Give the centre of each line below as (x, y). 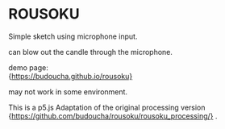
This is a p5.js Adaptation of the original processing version (107, 107)
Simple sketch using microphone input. (73, 36)
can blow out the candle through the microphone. (91, 52)
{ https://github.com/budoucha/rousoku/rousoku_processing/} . (113, 116)
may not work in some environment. (68, 92)
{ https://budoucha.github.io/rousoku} (71, 76)
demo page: (28, 67)
